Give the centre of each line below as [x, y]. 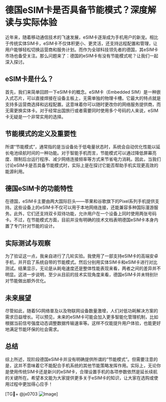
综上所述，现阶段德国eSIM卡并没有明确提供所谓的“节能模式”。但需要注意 [79, 359]
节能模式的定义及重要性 [41, 134]
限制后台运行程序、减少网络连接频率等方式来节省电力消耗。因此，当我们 [87, 159]
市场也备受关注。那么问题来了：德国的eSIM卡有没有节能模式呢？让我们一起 [82, 55]
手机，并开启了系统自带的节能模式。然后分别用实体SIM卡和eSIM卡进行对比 [81, 262]
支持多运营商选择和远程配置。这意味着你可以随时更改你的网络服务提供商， [81, 104]
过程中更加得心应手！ [31, 384]
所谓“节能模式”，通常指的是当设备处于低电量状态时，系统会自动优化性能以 [81, 147]
